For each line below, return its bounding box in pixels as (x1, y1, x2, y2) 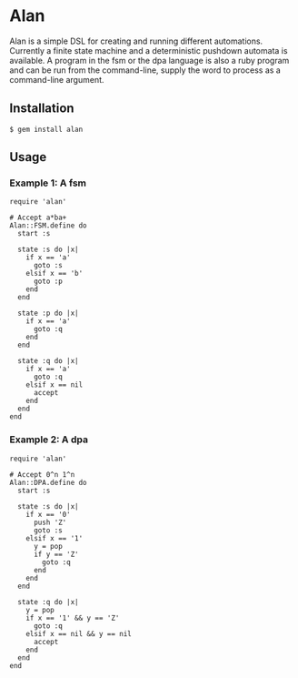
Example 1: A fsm (9, 177, 86, 189)
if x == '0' (25, 510, 71, 519)
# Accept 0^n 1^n (9, 470, 75, 479)
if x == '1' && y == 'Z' (25, 613, 120, 622)
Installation (9, 101, 74, 116)
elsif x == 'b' (25, 269, 84, 278)
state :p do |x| (17, 309, 79, 319)
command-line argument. (9, 74, 104, 85)
